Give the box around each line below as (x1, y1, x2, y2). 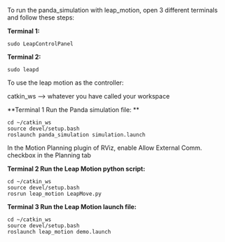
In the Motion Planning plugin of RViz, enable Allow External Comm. (7, 143, 203, 152)
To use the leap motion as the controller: (7, 78, 124, 87)
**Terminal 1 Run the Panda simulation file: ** (7, 106, 140, 114)
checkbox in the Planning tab (7, 151, 91, 159)
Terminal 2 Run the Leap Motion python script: (7, 164, 146, 173)
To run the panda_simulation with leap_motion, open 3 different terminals (7, 6, 218, 14)
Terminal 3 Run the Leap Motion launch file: (7, 203, 137, 211)
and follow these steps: (7, 13, 75, 22)
